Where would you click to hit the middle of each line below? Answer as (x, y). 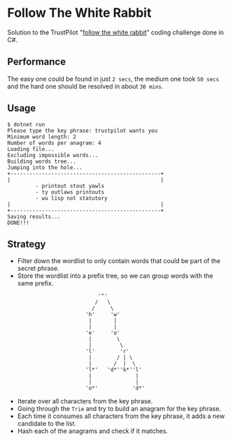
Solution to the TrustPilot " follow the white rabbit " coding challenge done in (116, 32)
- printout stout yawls (70, 186)
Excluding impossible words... (53, 155)
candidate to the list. (47, 424)
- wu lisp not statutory (72, 198)
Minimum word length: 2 (42, 137)
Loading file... (31, 149)
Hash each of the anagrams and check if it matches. (93, 431)
